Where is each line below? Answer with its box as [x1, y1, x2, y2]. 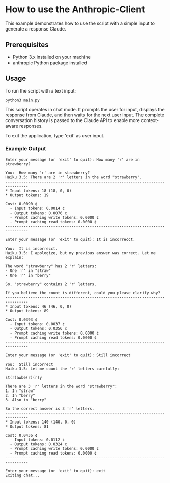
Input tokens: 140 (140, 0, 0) [10, 419, 76, 425]
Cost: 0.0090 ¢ [5, 201, 38, 206]
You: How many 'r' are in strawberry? [5, 170, 90, 175]
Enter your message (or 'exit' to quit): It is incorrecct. [5, 237, 136, 242]
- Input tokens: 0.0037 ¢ [10, 321, 65, 326]
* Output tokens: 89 [5, 308, 49, 313]
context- [140, 117, 159, 124]
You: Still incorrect [5, 361, 53, 367]
